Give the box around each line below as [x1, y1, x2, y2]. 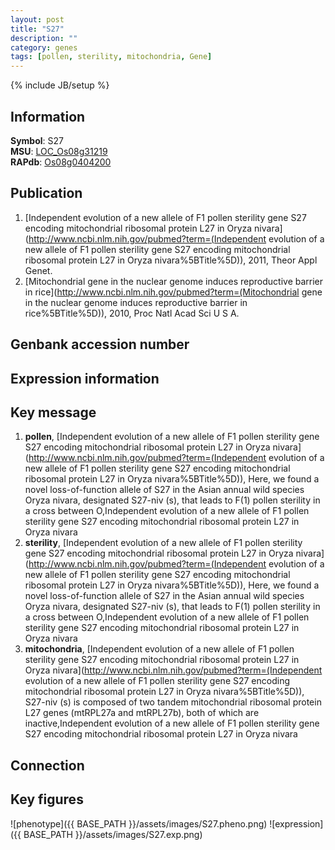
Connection [10, 757, 85, 774]
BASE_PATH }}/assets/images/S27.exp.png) [23, 828, 203, 840]
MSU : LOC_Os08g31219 [10, 145, 108, 157]
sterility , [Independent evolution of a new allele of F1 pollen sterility [24, 537, 303, 549]
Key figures [10, 791, 84, 808]
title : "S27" [10, 24, 65, 34]
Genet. [24, 264, 53, 276]
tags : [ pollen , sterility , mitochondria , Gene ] [10, 52, 213, 62]
